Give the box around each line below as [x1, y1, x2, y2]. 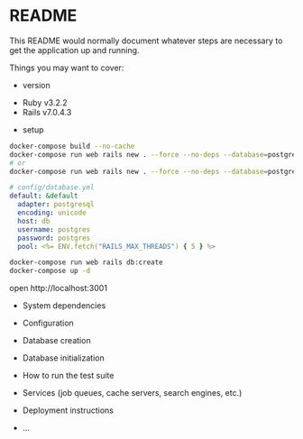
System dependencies [22, 300, 106, 311]
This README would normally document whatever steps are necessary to [9, 35, 283, 46]
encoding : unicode [17, 208, 87, 217]
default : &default [9, 191, 78, 201]
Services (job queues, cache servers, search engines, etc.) [22, 388, 243, 398]
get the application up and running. [9, 44, 140, 55]
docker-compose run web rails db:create [9, 258, 164, 267]
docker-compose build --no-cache [9, 142, 135, 151]
